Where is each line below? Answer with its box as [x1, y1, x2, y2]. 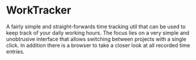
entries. [6, 48, 25, 55]
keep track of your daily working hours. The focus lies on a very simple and [6, 29, 190, 36]
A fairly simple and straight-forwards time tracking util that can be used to [6, 23, 186, 30]
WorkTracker [6, 4, 71, 17]
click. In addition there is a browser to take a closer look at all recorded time [6, 42, 191, 49]
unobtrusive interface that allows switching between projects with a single [6, 35, 187, 42]
